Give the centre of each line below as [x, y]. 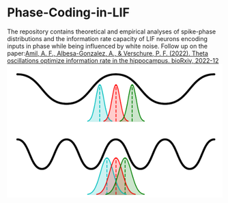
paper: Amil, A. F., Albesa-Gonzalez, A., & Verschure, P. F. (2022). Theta [108, 53]
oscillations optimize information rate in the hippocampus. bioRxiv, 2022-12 [113, 60]
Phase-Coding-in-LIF [68, 13]
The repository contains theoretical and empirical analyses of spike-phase [112, 31]
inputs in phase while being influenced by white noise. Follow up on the [108, 46]
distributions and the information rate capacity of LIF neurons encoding [108, 38]
